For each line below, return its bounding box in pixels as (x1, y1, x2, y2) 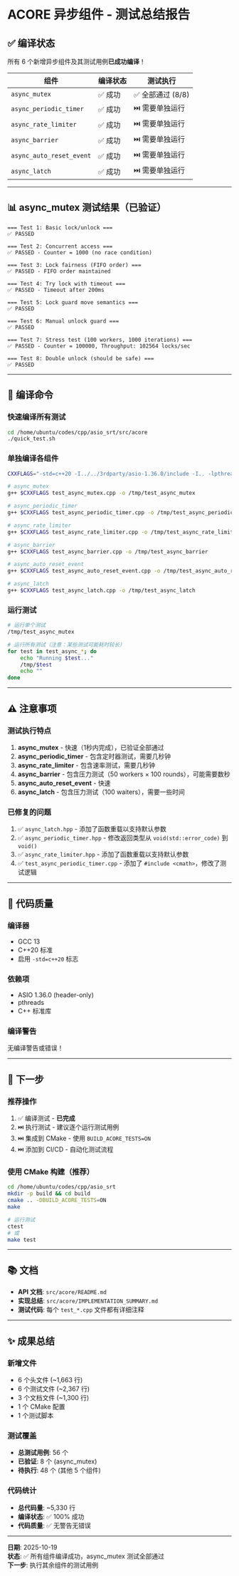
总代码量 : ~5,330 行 (17, 1503, 76, 1512)
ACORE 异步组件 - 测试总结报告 (7, 6, 191, 23)
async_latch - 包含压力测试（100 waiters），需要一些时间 (17, 788, 185, 796)
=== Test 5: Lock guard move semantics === (7, 298, 139, 306)
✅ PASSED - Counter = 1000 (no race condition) (7, 249, 153, 256)
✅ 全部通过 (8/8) (134, 90, 190, 100)
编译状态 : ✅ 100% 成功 (17, 1512, 85, 1520)
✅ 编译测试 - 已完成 (17, 1114, 75, 1122)
